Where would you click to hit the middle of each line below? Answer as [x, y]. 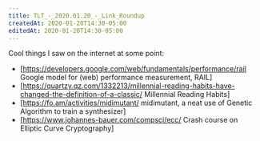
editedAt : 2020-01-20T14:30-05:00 [66, 30]
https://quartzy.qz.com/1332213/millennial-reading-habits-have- [129, 86]
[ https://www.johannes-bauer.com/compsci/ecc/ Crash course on [129, 120]
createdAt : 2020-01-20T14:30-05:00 [68, 23]
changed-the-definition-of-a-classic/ [81, 95]
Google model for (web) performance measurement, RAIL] [116, 78]
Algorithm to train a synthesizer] [73, 111]
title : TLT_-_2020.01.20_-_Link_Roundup [77, 16]
